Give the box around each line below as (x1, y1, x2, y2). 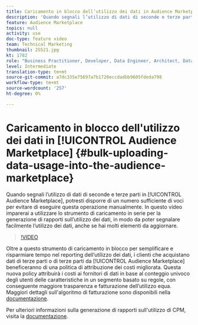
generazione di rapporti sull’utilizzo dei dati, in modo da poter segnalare (6, 215, 180, 223)
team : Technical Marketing (6, 42, 72, 48)
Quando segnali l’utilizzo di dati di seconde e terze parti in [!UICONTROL (6, 191, 181, 198)
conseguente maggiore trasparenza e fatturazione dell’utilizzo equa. (6, 282, 172, 289)
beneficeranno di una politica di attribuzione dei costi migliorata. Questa (6, 263, 181, 271)
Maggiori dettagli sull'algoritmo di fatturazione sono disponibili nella (6, 288, 171, 296)
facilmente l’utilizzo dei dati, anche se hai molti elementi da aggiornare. (6, 222, 179, 229)
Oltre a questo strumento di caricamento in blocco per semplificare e (6, 245, 174, 252)
